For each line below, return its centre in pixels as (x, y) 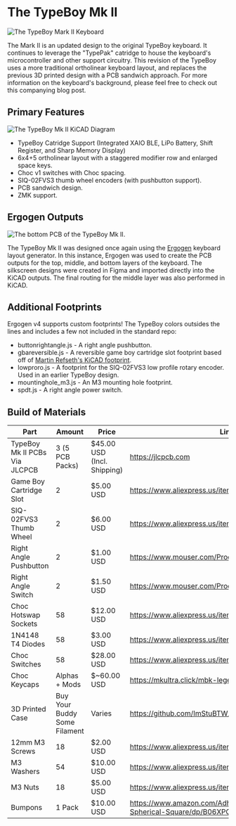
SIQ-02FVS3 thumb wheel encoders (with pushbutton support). (110, 180)
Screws (23, 751)
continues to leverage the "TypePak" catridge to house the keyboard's (109, 53)
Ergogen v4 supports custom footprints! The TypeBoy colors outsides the (114, 324)
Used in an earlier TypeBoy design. (68, 375)
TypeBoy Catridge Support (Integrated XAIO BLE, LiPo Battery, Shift (115, 143)
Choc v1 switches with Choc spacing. (72, 172)
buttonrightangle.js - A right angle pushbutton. (85, 345)
